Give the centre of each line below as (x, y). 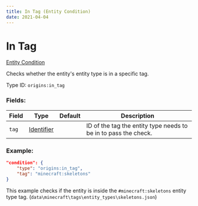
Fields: (16, 101)
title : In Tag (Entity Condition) (49, 11)
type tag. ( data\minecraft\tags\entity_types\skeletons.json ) (82, 197)
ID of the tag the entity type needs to (137, 125)
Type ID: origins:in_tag (35, 85)
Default (70, 115)
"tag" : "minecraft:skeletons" (54, 174)
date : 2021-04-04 (27, 17)
